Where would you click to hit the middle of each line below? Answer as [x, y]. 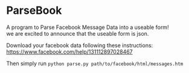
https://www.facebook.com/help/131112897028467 [69, 51]
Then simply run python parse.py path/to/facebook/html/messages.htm [95, 63]
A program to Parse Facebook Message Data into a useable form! [88, 27]
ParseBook [34, 11]
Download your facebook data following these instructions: [80, 45]
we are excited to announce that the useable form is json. [78, 33]
